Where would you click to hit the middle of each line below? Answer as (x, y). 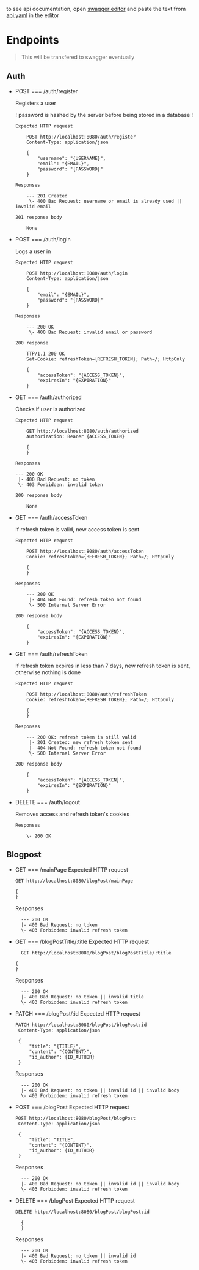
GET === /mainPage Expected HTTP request (72, 869)
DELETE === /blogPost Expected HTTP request (75, 1200)
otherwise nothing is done (48, 672)
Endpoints (33, 40)
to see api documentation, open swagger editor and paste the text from (96, 9)
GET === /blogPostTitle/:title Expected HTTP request (82, 941)
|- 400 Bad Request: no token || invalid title (83, 997)
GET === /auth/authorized (48, 397)
